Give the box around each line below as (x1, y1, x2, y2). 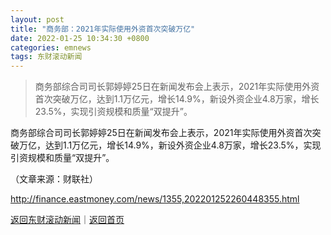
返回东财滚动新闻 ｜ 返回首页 (10, 214, 125, 226)
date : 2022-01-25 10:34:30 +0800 (10, 33, 150, 43)
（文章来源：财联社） (10, 173, 98, 185)
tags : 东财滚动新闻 (10, 52, 83, 62)
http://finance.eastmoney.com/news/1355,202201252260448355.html (10, 193, 300, 205)
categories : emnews (10, 42, 92, 53)
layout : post (10, 14, 65, 25)
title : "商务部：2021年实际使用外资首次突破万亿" (10, 24, 196, 34)
